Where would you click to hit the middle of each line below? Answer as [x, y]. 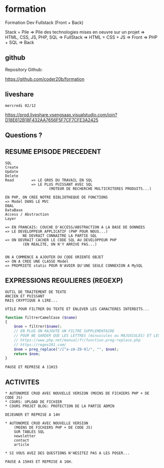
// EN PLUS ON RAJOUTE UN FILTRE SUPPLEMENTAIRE [64, 331]
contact [21, 441]
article [21, 445]
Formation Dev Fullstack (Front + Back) [44, 22]
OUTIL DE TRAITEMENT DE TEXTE [36, 292]
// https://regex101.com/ [40, 345]
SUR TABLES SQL [29, 432]
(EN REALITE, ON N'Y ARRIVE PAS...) [60, 244]
